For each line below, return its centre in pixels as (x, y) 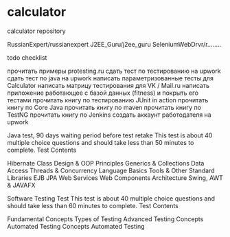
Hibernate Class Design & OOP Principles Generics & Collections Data (106, 163)
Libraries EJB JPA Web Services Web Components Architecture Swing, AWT (115, 178)
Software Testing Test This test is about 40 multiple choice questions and (111, 198)
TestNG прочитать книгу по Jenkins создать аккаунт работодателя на (109, 115)
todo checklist (27, 57)
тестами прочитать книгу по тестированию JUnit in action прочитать (108, 100)
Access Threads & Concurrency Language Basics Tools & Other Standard (111, 170)
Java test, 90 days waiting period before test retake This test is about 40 (110, 135)
